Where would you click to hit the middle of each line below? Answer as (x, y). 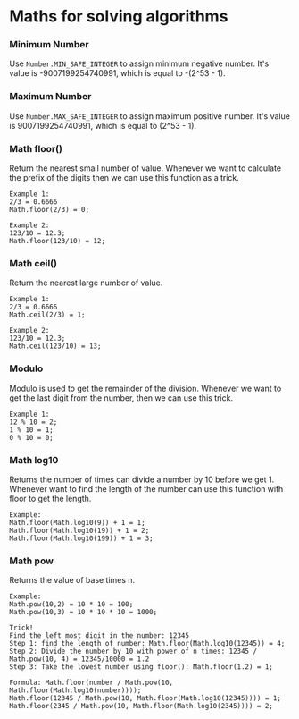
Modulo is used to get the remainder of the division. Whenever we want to (145, 388)
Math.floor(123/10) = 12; (57, 241)
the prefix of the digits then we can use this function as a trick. (124, 178)
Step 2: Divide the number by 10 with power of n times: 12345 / (133, 651)
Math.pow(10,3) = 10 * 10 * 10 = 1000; (83, 613)
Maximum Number (50, 97)
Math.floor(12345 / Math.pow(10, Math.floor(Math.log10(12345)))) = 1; (145, 698)
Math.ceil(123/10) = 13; (55, 346)
